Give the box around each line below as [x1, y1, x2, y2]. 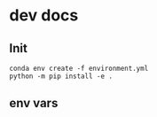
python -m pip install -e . [9, 72, 114, 81]
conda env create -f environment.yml [9, 64, 149, 73]
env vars [9, 96, 59, 111]
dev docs [9, 5, 79, 26]
